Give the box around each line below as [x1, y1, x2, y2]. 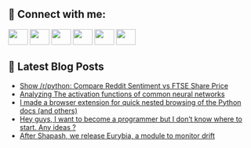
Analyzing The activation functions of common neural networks [19, 89, 225, 99]
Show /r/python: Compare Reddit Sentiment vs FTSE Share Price [19, 81, 229, 90]
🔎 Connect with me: [8, 8, 106, 21]
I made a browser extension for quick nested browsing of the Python [19, 97, 242, 106]
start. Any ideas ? [19, 122, 76, 132]
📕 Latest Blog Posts [8, 60, 104, 74]
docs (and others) [19, 106, 78, 115]
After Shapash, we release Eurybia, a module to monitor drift [19, 131, 216, 140]
